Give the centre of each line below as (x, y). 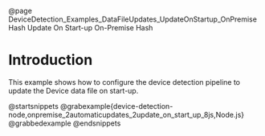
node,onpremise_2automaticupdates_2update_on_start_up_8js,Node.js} (126, 114)
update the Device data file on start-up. (73, 90)
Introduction (51, 60)
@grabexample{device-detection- (116, 106)
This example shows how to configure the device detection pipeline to (124, 82)
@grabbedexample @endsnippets (65, 123)
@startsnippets (33, 106)
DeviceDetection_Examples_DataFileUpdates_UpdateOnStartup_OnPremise (132, 19)
